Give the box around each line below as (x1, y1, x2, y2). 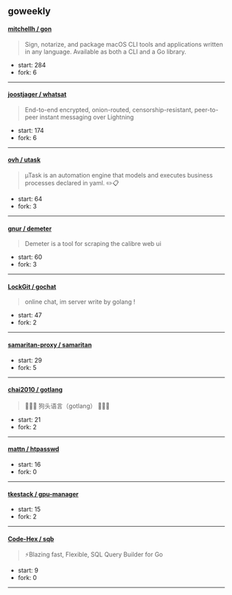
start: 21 (17, 415, 41, 424)
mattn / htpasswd (8, 445, 59, 453)
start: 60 (17, 253, 43, 261)
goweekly (8, 6, 51, 17)
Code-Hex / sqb (8, 534, 54, 543)
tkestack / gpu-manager (8, 490, 78, 498)
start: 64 (17, 195, 43, 202)
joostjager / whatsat (8, 90, 67, 98)
